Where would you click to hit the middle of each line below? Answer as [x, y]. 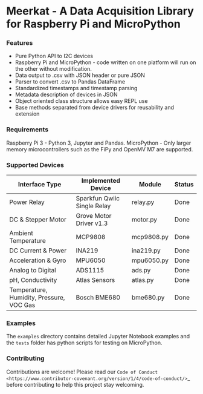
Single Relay [93, 206]
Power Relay [27, 202]
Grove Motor [94, 216]
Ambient [21, 233]
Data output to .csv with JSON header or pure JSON [80, 75]
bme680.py [148, 298]
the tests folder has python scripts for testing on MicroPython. [84, 343]
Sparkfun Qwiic [98, 199]
